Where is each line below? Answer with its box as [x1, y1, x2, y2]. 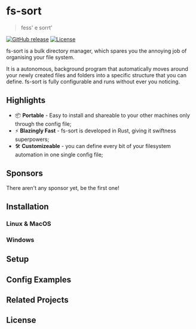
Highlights [6, 95, 46, 105]
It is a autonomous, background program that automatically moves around [6, 65, 188, 73]
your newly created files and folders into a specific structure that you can [6, 71, 187, 79]
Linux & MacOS [6, 219, 51, 228]
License [6, 315, 36, 325]
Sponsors [6, 168, 43, 179]
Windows [6, 236, 35, 244]
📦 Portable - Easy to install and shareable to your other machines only [14, 111, 190, 119]
